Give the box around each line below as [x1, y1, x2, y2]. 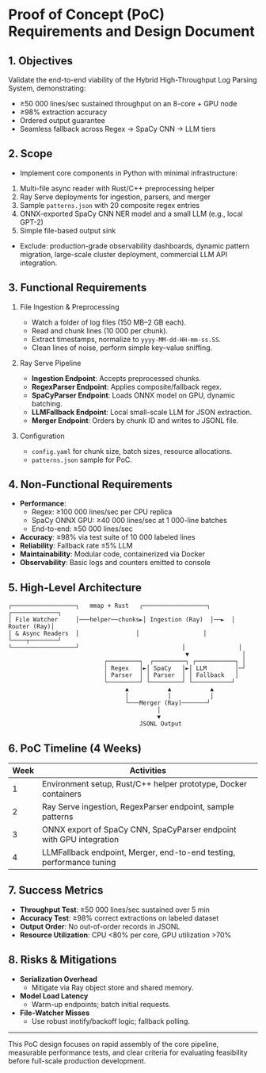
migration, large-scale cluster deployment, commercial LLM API [19, 249, 228, 259]
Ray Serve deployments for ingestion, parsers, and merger [19, 192, 211, 202]
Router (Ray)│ [8, 623, 55, 631]
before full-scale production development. [8, 1056, 146, 1065]
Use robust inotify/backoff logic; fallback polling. [31, 1016, 190, 1025]
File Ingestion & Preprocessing [19, 302, 120, 311]
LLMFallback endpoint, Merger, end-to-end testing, [42, 847, 236, 858]
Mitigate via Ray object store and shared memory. [31, 983, 194, 992]
